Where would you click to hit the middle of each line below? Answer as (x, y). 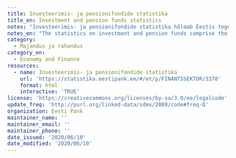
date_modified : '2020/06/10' (50, 144)
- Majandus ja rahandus (48, 46)
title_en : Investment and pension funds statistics (84, 20)
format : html (39, 85)
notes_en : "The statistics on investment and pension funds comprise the (118, 33)
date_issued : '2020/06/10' (47, 137)
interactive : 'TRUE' (50, 92)
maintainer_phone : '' (39, 131)
